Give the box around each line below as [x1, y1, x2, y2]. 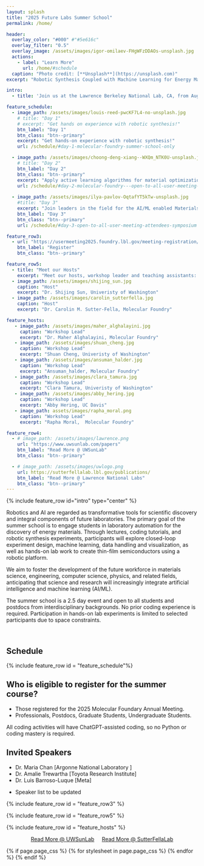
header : [6, 31, 26, 37]
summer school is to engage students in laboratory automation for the [6, 522, 181, 529]
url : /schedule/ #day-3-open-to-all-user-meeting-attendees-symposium [17, 222, 197, 229]
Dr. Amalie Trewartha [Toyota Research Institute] [15, 770, 137, 777]
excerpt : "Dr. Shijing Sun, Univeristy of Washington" [17, 289, 159, 295]
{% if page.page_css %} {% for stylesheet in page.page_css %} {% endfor [6, 847, 193, 854]
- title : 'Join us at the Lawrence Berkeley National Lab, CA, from [12, 93, 189, 99]
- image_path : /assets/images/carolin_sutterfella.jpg [12, 295, 154, 301]
